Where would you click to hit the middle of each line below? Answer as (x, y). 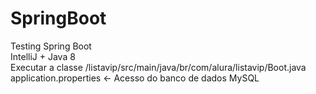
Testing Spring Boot (51, 46)
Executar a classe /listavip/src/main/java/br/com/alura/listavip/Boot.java (158, 67)
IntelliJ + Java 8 (43, 56)
